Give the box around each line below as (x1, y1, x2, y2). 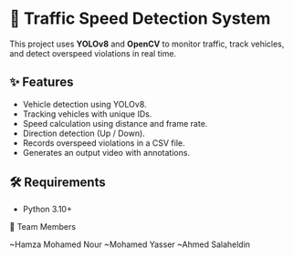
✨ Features (9, 75, 74, 90)
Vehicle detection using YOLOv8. (22, 98, 148, 109)
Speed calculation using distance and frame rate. (22, 118, 208, 128)
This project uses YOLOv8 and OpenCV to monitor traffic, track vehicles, (9, 38, 285, 49)
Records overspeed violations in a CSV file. (22, 137, 185, 149)
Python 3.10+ (22, 203, 73, 214)
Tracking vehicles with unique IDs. (22, 108, 152, 119)
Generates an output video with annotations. (22, 147, 190, 158)
